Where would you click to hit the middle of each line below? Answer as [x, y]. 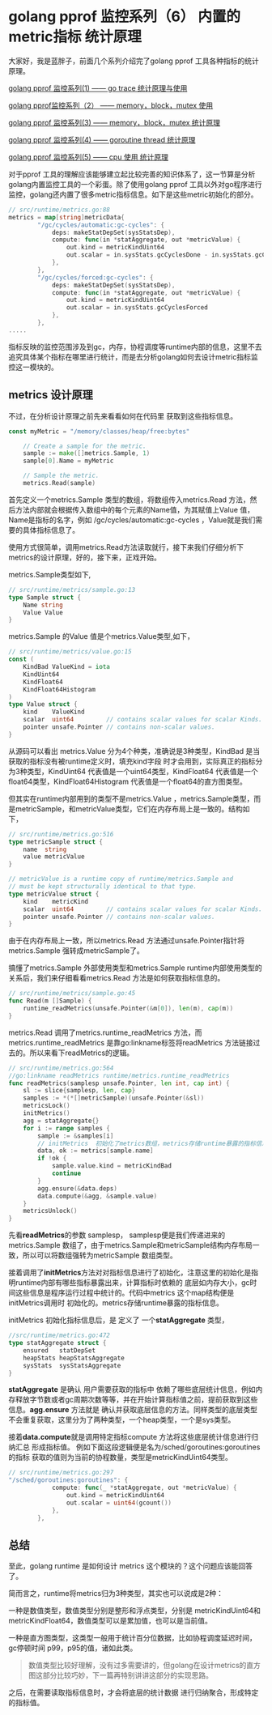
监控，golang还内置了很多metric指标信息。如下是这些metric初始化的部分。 [133, 194]
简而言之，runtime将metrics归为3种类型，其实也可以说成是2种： [116, 1594]
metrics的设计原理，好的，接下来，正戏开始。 [85, 557]
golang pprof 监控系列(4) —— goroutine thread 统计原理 [102, 139]
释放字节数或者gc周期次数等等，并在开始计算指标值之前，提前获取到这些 [136, 1400]
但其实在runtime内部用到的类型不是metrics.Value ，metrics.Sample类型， [131, 798]
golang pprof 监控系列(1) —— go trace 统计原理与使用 [98, 88]
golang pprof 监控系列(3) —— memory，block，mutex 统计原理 [115, 122]
